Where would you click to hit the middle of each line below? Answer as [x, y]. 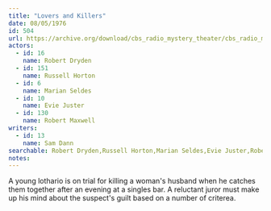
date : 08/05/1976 [38, 23]
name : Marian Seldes [57, 91]
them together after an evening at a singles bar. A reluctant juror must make [134, 189]
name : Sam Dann [48, 143]
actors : [21, 46]
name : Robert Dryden [57, 61]
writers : [23, 128]
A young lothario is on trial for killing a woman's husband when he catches [132, 181]
